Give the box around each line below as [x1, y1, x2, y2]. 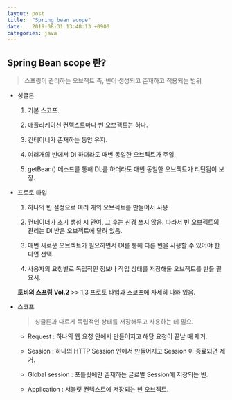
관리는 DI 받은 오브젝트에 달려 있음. [27, 227, 123, 235]
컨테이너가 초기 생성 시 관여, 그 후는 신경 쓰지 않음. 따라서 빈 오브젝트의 [27, 218, 220, 226]
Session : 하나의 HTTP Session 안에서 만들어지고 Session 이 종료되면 [27, 347, 218, 356]
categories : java [7, 29, 57, 37]
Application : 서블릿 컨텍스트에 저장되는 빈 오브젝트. [27, 385, 169, 394]
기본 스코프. [27, 106, 60, 114]
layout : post [7, 10, 45, 17]
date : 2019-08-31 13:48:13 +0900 [7, 23, 110, 30]
